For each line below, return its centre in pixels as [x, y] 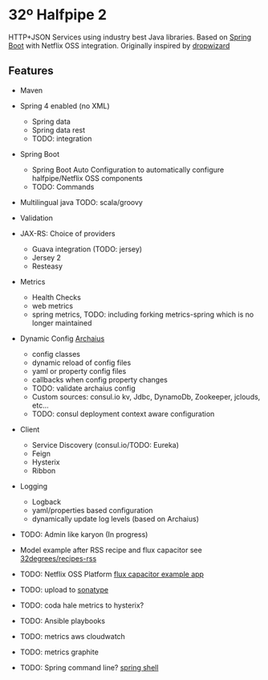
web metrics [53, 305]
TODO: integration [62, 138]
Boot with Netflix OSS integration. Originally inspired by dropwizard [119, 45]
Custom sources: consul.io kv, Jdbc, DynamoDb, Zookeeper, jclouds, [146, 396]
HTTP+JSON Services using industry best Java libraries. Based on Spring [130, 37]
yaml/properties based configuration [93, 510]
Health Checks [57, 297]
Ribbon [44, 470]
